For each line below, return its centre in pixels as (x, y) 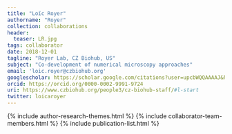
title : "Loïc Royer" (37, 13)
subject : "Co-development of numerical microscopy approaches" (100, 65)
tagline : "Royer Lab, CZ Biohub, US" (61, 58)
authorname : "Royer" (37, 20)
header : (18, 33)
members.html (28, 123)
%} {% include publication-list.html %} (105, 123)
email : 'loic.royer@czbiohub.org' (57, 71)
